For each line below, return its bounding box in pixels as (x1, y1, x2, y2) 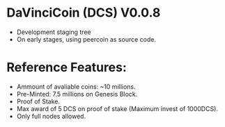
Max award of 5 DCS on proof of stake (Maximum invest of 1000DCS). (16, 104, 219, 112)
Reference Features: (6, 60, 127, 76)
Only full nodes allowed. (16, 112, 86, 120)
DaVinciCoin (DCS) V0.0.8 (6, 5, 161, 21)
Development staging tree (16, 28, 91, 36)
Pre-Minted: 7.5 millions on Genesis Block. (16, 90, 138, 98)
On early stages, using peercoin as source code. (16, 35, 156, 43)
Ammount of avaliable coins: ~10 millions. (16, 82, 137, 91)
